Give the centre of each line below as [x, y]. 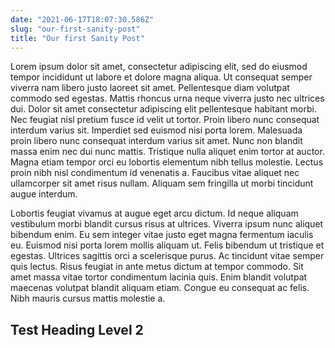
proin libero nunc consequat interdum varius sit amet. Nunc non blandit [156, 141]
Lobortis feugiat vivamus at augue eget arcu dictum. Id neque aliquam [154, 213]
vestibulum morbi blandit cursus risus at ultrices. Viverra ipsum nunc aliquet [167, 224]
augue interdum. [44, 194]
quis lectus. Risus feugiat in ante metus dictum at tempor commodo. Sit [157, 267]
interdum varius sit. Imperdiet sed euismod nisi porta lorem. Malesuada [156, 130]
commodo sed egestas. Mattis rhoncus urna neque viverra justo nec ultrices [167, 98]
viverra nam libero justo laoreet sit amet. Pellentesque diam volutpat [150, 88]
